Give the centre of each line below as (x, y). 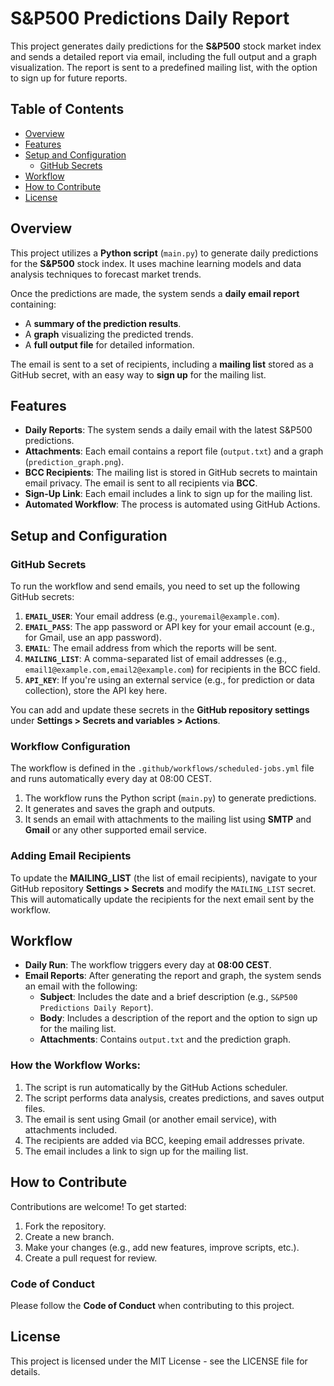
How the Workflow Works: (76, 1065)
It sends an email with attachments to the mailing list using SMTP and (168, 819)
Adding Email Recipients (71, 856)
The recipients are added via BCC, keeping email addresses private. (164, 1140)
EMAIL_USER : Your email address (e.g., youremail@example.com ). (152, 616)
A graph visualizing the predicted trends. (109, 334)
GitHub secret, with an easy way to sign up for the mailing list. (138, 374)
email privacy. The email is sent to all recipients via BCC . (141, 483)
